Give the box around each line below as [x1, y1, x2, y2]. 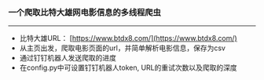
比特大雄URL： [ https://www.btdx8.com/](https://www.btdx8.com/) [19, 34, 237, 43]
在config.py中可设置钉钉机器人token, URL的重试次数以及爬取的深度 [19, 63, 237, 72]
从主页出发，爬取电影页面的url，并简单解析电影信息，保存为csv [19, 43, 226, 53]
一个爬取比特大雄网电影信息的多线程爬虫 [8, 6, 161, 17]
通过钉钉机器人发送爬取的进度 [19, 53, 116, 63]
